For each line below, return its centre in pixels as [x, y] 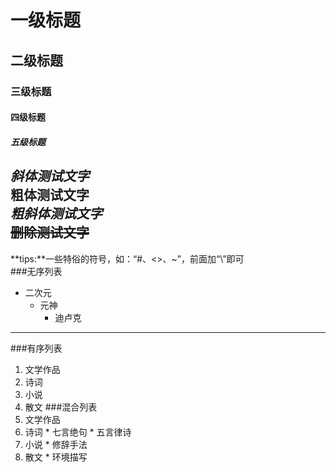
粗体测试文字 [50, 195]
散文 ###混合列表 [61, 407]
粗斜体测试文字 [56, 214]
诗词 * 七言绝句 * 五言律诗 [78, 432]
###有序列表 [36, 348]
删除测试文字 [50, 232]
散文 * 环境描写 [56, 457]
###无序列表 [36, 271]
